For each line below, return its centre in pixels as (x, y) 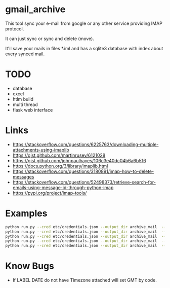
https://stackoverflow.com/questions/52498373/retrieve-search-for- (84, 182)
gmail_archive (35, 9)
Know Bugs (30, 266)
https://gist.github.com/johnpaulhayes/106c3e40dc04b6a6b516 (79, 160)
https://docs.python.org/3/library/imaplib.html (60, 166)
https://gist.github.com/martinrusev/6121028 (59, 155)
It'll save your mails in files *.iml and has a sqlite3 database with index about (84, 48)
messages (23, 176)
